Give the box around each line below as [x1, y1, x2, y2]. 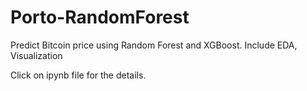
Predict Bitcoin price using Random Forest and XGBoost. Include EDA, [10, 39, 298, 51]
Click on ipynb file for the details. [10, 69, 147, 81]
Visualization [10, 49, 63, 61]
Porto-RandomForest [10, 6, 190, 29]
